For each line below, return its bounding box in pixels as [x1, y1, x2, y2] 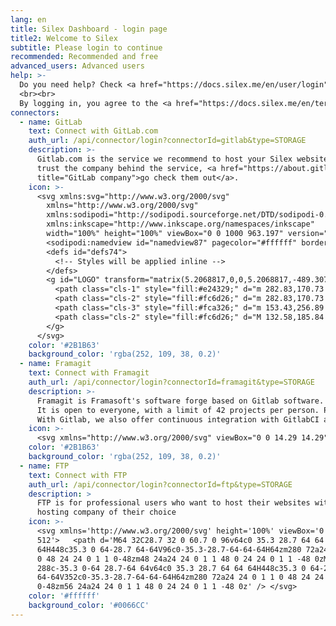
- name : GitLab [19, 117, 83, 127]
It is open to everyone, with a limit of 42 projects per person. [36, 405, 320, 415]
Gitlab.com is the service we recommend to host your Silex [36, 154, 293, 164]
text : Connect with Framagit [28, 368, 150, 378]
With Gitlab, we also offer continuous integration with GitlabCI [36, 414, 320, 425]
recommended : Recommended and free [10, 52, 159, 62]
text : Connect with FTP [28, 470, 128, 480]
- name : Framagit [19, 359, 92, 369]
